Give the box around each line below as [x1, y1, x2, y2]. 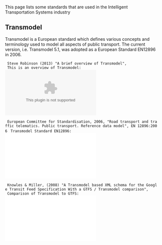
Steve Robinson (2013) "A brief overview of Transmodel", [7, 61, 127, 66]
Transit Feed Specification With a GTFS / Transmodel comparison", [9, 187, 149, 192]
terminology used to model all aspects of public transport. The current [5, 41, 146, 47]
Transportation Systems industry [5, 9, 70, 15]
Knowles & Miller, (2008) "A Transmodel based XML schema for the [7, 182, 145, 187]
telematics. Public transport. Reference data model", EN [16, 123, 136, 128]
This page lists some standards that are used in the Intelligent [5, 4, 128, 10]
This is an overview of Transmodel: [7, 65, 81, 70]
